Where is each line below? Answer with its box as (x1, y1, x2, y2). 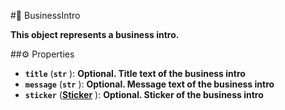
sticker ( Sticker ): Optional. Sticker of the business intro (24, 89, 264, 100)
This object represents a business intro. (10, 29, 180, 40)
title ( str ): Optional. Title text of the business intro (24, 68, 246, 79)
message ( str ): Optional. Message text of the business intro (24, 78, 275, 90)
